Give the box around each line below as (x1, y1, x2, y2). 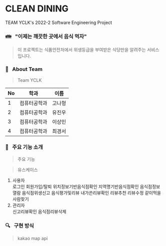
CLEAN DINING (5, 3, 69, 14)
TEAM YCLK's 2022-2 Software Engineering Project (5, 19, 112, 25)
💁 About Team (5, 66, 42, 73)
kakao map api (17, 236, 48, 242)
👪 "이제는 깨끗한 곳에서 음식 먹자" (5, 33, 87, 40)
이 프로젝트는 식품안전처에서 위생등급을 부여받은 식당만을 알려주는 (17, 47, 146, 53)
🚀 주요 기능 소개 (5, 144, 43, 151)
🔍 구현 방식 (5, 222, 34, 229)
